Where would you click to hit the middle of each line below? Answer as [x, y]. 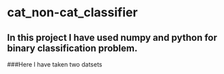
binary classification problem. [72, 48]
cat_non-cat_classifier [72, 13]
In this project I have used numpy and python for [112, 38]
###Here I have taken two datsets [55, 64]
